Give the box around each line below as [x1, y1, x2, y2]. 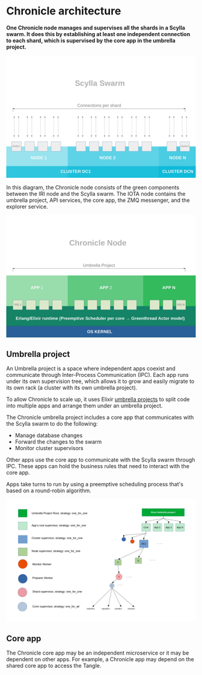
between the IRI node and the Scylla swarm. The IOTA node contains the [6, 190, 186, 197]
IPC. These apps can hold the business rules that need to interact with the [6, 463, 189, 470]
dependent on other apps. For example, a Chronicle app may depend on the [6, 656, 194, 663]
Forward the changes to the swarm [14, 438, 102, 445]
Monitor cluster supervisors [14, 445, 84, 452]
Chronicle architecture [6, 4, 121, 18]
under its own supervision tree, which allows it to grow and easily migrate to [6, 377, 195, 385]
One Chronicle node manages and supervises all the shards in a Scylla [6, 24, 185, 31]
